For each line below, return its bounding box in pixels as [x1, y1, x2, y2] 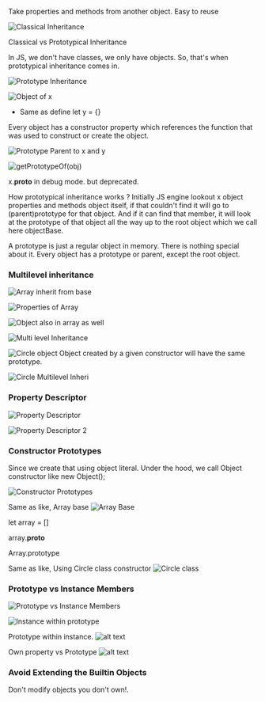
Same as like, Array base [8, 502, 89, 511]
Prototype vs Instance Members [8, 583, 134, 594]
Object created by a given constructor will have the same [59, 348, 245, 359]
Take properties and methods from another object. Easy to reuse [8, 7, 219, 16]
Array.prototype [8, 548, 60, 557]
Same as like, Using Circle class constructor [8, 563, 152, 573]
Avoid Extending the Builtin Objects [8, 667, 148, 678]
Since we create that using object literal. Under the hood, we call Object [8, 463, 243, 472]
